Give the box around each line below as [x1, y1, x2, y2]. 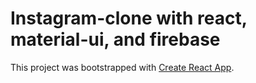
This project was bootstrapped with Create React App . [10, 61, 235, 73]
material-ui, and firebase [10, 28, 221, 51]
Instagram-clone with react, [10, 7, 248, 30]
